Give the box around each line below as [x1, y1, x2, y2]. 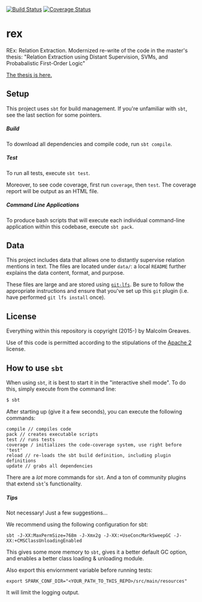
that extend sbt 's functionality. [6, 480, 83, 487]
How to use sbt [6, 363, 63, 373]
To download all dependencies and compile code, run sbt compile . [6, 140, 172, 147]
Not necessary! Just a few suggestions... [6, 509, 108, 516]
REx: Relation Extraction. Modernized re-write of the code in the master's [6, 46, 188, 54]
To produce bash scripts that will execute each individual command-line [6, 216, 185, 223]
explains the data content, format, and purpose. [6, 269, 125, 277]
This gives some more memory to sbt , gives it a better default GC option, [6, 548, 188, 556]
